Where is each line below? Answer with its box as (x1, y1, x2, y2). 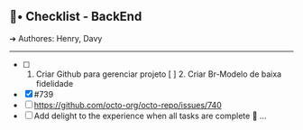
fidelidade (35, 78, 74, 88)
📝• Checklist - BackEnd (9, 9, 142, 24)
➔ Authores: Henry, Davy (9, 32, 103, 43)
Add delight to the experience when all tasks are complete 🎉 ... (33, 110, 267, 121)
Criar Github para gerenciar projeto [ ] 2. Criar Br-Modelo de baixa (35, 69, 282, 79)
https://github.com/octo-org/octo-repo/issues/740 (33, 99, 223, 110)
